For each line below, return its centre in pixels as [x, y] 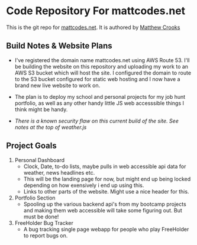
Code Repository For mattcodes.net [96, 11]
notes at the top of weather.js [51, 127]
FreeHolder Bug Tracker [44, 223]
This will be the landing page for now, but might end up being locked [107, 179]
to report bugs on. [46, 236]
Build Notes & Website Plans [59, 46]
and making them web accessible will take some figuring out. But [103, 210]
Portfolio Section [35, 198]
